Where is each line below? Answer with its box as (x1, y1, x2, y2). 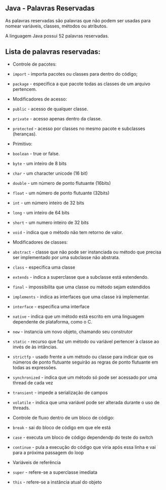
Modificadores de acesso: (12, 96, 67, 102)
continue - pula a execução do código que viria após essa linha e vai (12, 444, 156, 450)
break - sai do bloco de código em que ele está (12, 424, 111, 431)
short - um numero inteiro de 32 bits (12, 219, 89, 225)
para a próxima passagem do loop (12, 449, 84, 455)
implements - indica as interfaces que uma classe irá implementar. (12, 293, 150, 300)
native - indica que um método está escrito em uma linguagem (12, 313, 144, 319)
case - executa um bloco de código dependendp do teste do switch (12, 434, 153, 440)
